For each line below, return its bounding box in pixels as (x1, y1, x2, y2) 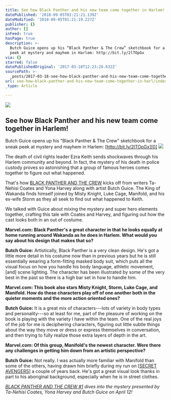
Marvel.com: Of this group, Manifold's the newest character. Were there (5, 342, 161, 348)
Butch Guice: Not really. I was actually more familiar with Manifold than (5, 358, 154, 364)
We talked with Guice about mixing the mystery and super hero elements (5, 206, 158, 212)
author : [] (5, 27, 28, 32)
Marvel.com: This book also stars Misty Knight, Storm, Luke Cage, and (5, 284, 158, 291)
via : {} (5, 55, 22, 60)
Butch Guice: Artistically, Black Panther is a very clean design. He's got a (5, 247, 159, 254)
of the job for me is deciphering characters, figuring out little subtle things (5, 321, 160, 328)
